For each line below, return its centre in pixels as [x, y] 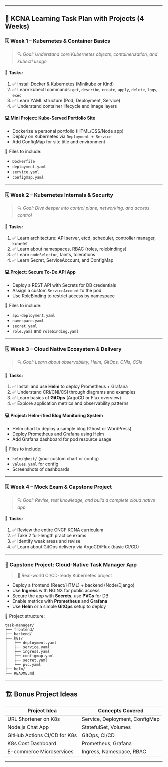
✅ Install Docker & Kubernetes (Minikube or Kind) [63, 84]
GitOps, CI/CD [98, 735]
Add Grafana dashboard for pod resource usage [62, 439]
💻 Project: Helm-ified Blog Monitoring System [54, 415]
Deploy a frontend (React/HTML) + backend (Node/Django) [73, 585]
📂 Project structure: [25, 616]
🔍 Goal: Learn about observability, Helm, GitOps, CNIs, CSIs [80, 362]
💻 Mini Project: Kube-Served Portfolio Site [50, 118]
